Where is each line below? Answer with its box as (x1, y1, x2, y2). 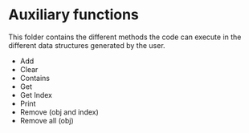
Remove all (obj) (19, 115, 74, 125)
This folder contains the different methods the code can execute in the (8, 32, 242, 42)
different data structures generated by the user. (8, 40, 166, 50)
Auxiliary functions (8, 6, 139, 24)
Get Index (19, 90, 53, 99)
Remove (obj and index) (19, 107, 99, 117)
